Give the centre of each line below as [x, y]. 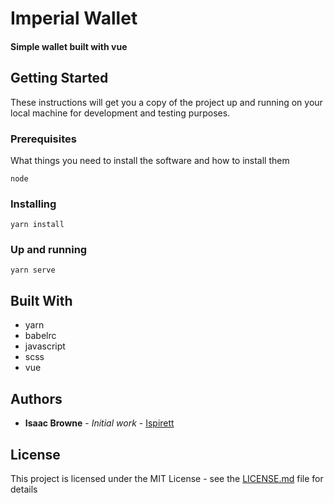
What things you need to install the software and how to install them [150, 160]
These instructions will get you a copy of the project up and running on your [166, 102]
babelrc [40, 336]
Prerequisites [43, 139]
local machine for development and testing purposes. [120, 113]
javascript [45, 346]
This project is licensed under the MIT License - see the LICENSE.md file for [167, 478]
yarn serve [33, 270]
